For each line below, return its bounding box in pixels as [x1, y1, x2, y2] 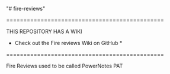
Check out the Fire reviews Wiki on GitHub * [14, 40, 123, 46]
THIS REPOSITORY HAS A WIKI [6, 28, 82, 35]
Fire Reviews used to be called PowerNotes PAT [6, 62, 123, 69]
